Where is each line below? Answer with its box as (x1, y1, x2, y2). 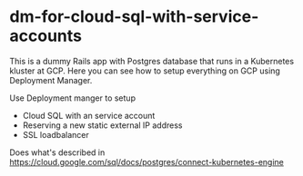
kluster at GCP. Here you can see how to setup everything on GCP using (9, 65, 280, 76)
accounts (9, 25, 82, 46)
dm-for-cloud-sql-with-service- (9, 6, 259, 27)
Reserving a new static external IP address (22, 120, 183, 131)
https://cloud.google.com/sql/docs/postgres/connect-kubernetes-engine (9, 156, 284, 167)
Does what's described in (9, 147, 106, 158)
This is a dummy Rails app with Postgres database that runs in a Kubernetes (9, 55, 294, 66)
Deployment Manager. (9, 74, 93, 85)
